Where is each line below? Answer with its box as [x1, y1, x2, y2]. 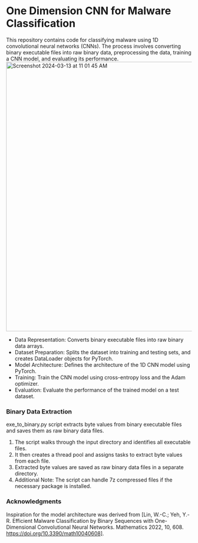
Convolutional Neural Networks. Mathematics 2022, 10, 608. [37, 523, 184, 531]
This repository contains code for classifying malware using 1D [6, 36, 159, 43]
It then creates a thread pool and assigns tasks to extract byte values [14, 451, 183, 458]
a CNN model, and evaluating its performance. [6, 55, 119, 62]
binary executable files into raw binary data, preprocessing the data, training [6, 49, 192, 56]
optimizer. [14, 380, 39, 387]
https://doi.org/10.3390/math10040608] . [6, 529, 104, 536]
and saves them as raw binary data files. [6, 427, 104, 434]
